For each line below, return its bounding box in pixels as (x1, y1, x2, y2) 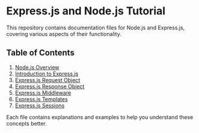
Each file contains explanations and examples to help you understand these (6, 113, 194, 120)
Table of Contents (6, 48, 75, 58)
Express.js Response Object (14, 83, 85, 90)
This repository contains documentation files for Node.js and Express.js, (6, 24, 185, 31)
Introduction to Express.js (14, 70, 79, 77)
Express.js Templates (14, 95, 68, 102)
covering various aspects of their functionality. (6, 30, 121, 37)
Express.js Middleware (14, 89, 72, 96)
